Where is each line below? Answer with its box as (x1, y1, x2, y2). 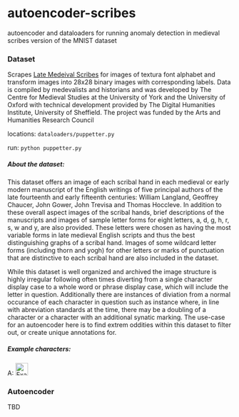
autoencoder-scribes (7, 5, 136, 21)
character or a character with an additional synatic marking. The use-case (7, 313, 225, 322)
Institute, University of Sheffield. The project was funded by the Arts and (7, 109, 221, 117)
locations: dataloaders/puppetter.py (7, 130, 115, 139)
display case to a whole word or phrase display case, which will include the (7, 283, 228, 291)
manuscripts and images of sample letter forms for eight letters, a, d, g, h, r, (7, 216, 230, 224)
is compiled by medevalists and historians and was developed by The (7, 86, 212, 94)
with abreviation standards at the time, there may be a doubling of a (7, 306, 207, 314)
